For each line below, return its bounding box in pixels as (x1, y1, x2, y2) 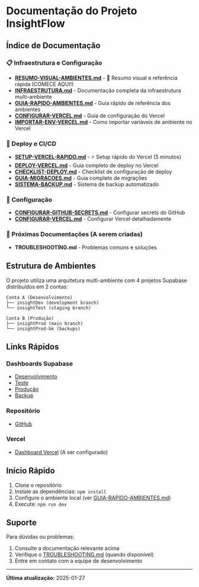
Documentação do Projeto (6, 4, 137, 18)
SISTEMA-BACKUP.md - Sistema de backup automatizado (14, 181, 159, 188)
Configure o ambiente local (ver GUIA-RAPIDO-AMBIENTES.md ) (14, 494, 171, 501)
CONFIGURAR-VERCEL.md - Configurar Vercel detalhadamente (14, 215, 172, 223)
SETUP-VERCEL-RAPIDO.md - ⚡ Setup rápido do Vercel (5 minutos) (14, 153, 182, 161)
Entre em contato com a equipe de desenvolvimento (14, 557, 143, 564)
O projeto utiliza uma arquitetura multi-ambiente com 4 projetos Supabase (6, 277, 188, 284)
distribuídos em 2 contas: (6, 283, 68, 290)
